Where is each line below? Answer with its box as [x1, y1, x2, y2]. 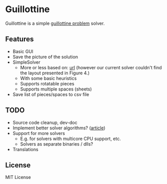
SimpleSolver [12, 59, 40, 65]
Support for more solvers [12, 130, 65, 136]
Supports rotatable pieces [20, 80, 74, 86]
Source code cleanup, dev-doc [12, 119, 77, 125]
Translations [12, 146, 39, 152]
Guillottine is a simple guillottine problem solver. [5, 20, 105, 26]
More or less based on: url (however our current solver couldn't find [20, 64, 162, 70]
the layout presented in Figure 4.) [20, 70, 90, 76]
